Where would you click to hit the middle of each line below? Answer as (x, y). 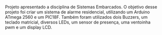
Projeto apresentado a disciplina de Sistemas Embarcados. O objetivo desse (81, 7)
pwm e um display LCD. (29, 27)
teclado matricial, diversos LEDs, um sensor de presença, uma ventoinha (78, 22)
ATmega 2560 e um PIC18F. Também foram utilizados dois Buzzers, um (76, 17)
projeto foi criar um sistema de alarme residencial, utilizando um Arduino (78, 12)
